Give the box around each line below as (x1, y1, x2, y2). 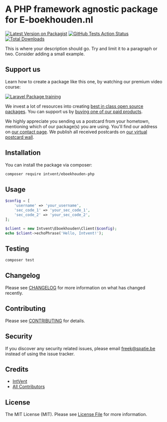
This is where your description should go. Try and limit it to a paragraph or (5, 45, 158, 51)
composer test (5, 258, 35, 263)
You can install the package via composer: (5, 162, 92, 168)
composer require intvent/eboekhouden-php (5, 171, 95, 177)
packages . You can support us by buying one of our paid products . (5, 108, 143, 114)
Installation (5, 149, 41, 157)
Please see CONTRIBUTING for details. (5, 318, 86, 324)
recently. (5, 290, 23, 296)
